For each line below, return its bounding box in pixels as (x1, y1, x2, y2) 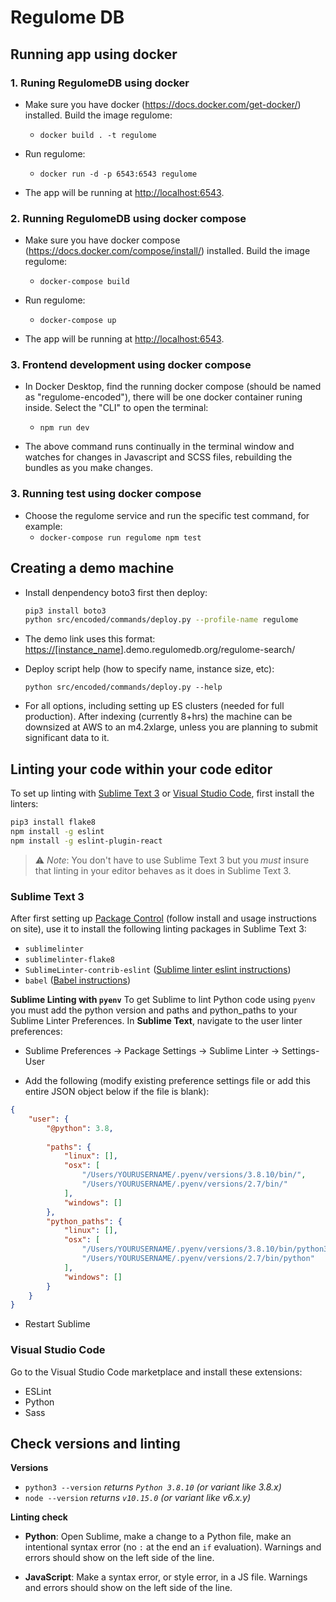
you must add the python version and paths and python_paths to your (10, 1004, 298, 1016)
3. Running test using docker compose (10, 487, 202, 501)
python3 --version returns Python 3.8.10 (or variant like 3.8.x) (24, 1481, 282, 1493)
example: (24, 520, 63, 532)
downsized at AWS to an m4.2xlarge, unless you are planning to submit (24, 721, 318, 733)
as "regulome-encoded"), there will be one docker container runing (24, 391, 303, 403)
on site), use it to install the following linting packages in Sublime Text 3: (10, 923, 307, 935)
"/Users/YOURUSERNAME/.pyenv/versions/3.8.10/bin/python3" (81, 1244, 333, 1255)
